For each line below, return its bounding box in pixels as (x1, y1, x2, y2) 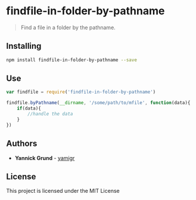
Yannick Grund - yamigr (14, 154, 75, 161)
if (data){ (17, 105, 42, 111)
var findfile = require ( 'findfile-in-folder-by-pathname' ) (6, 89, 156, 95)
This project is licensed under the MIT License (6, 187, 120, 195)
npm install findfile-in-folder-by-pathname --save (6, 57, 137, 63)
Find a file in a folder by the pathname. (20, 24, 116, 31)
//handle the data (27, 111, 73, 117)
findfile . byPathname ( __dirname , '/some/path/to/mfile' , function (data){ (6, 100, 191, 106)
